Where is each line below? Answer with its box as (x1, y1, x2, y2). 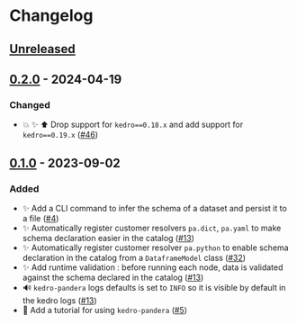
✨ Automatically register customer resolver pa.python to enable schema (22, 242, 290, 253)
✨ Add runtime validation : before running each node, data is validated (22, 262, 283, 273)
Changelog (9, 5, 94, 26)
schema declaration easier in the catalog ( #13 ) (22, 232, 195, 243)
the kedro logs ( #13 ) (22, 294, 97, 306)
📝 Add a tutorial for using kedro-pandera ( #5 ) (22, 304, 187, 315)
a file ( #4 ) (22, 212, 59, 223)
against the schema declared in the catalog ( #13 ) (22, 272, 204, 283)
